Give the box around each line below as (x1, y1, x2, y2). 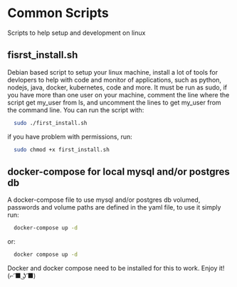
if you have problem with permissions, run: (7, 132, 133, 141)
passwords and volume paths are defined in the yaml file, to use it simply (7, 203, 221, 212)
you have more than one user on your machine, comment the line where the (7, 90, 230, 99)
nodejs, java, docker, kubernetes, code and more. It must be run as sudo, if (7, 83, 228, 92)
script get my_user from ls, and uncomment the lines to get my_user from (7, 98, 222, 107)
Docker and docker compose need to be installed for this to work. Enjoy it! (7, 264, 225, 273)
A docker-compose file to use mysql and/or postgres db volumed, (7, 195, 201, 204)
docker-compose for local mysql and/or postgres (7, 166, 230, 178)
